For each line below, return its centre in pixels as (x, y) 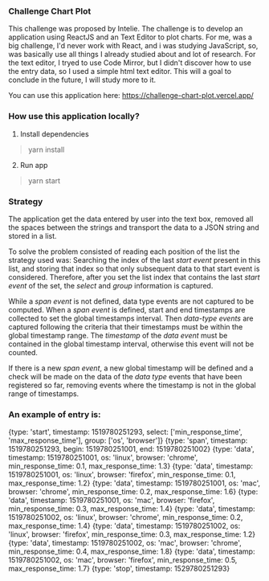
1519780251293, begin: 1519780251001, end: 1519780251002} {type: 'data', (131, 449)
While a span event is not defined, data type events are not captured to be (131, 301)
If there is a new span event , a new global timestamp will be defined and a (131, 368)
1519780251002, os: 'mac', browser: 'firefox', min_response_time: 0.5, (123, 560)
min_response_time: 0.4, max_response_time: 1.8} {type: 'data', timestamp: (132, 551)
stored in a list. (33, 235)
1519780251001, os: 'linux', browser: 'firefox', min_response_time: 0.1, (122, 475)
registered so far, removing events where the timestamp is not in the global (132, 385)
